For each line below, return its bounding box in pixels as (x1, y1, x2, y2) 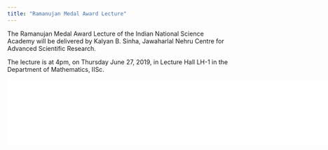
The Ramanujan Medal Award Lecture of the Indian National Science (7, 29, 205, 38)
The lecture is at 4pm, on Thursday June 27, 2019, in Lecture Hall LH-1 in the (7, 57, 228, 66)
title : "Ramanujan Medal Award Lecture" (7, 10, 128, 17)
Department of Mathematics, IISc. (7, 65, 105, 73)
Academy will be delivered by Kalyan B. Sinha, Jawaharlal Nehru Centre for (7, 36, 224, 45)
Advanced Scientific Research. (7, 44, 97, 52)
